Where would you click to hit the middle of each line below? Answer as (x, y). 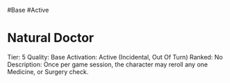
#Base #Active (28, 10)
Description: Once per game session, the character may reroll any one (108, 64)
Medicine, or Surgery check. (48, 71)
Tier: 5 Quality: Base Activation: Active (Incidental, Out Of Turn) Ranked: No (115, 57)
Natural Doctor (51, 38)
